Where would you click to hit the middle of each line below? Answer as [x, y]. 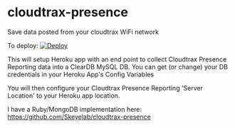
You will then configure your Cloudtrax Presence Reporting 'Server [105, 88]
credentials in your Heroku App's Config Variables [81, 74]
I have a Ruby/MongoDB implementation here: [75, 109]
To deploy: [23, 45]
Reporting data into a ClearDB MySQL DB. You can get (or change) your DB [117, 66]
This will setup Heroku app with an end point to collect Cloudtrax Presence [117, 59]
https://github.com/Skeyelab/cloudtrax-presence [79, 117]
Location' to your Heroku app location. [64, 95]
